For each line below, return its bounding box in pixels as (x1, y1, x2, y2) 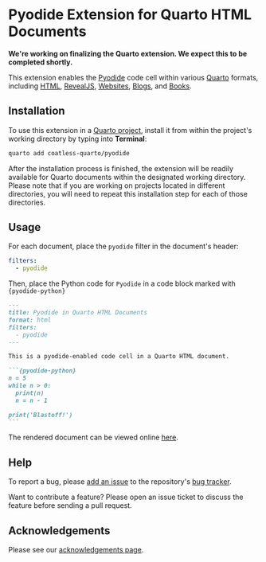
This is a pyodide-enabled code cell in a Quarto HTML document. (8, 353, 229, 361)
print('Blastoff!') (8, 411, 73, 419)
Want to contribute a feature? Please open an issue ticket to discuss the (8, 492, 244, 502)
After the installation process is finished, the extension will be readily (8, 163, 233, 173)
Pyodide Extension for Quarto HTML (8, 6, 252, 24)
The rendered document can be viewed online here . (8, 432, 179, 443)
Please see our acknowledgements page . (8, 545, 144, 555)
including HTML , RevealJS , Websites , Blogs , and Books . (8, 81, 193, 91)
